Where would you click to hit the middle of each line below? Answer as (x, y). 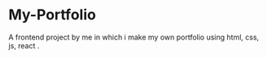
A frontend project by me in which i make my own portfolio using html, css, (134, 37)
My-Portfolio (52, 15)
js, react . (24, 45)
